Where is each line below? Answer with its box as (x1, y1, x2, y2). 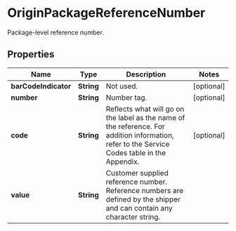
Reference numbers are (105, 185, 184, 195)
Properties (7, 48, 55, 60)
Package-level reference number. (7, 28, 104, 37)
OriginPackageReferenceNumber (7, 5, 206, 21)
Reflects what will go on (105, 104, 185, 114)
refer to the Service (105, 139, 170, 149)
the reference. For (105, 121, 165, 131)
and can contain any (105, 203, 173, 213)
